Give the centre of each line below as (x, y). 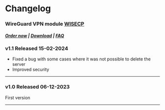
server (19, 64)
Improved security (31, 70)
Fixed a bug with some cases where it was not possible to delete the (81, 59)
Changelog (28, 9)
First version (18, 97)
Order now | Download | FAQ (35, 35)
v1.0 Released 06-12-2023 (38, 87)
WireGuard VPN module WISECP (45, 24)
